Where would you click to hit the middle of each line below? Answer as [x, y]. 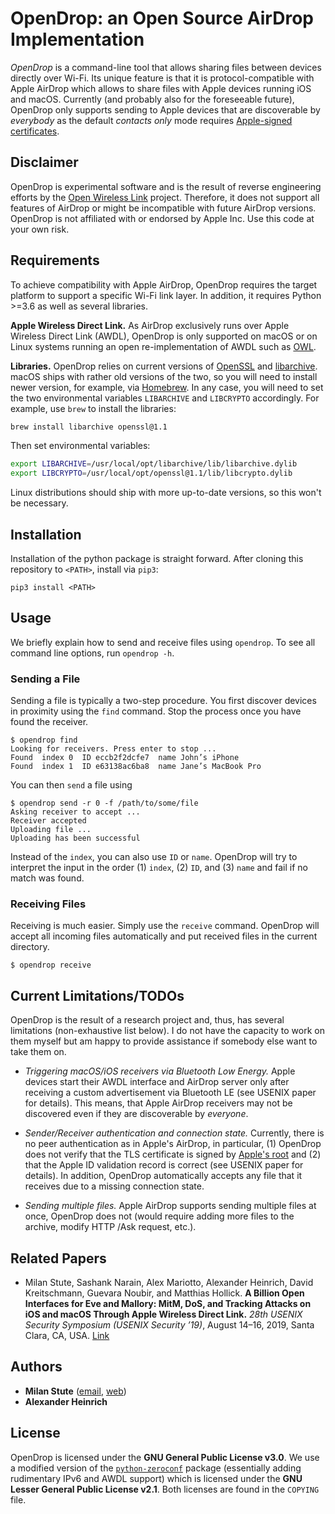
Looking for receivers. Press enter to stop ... [113, 749]
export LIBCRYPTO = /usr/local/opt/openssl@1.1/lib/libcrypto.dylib [151, 473]
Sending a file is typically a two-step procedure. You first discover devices [163, 701]
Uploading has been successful [75, 838]
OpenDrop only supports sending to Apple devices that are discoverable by [165, 109]
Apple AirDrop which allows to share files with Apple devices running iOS [161, 88]
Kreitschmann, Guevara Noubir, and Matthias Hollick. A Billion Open [164, 1293]
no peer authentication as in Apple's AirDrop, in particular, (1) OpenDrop [173, 1144]
